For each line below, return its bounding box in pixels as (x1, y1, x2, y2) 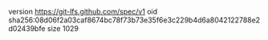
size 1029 (47, 24, 79, 33)
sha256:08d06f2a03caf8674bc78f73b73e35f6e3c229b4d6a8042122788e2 (8, 15, 261, 25)
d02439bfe (8, 24, 46, 33)
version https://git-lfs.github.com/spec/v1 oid (8, 7, 158, 16)
